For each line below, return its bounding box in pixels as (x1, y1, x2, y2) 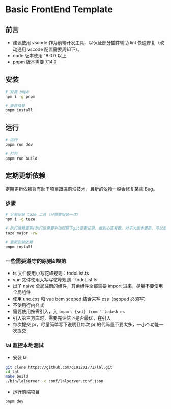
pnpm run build (5, 156, 38, 161)
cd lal (5, 369, 19, 374)
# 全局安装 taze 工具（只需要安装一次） (5, 212, 80, 217)
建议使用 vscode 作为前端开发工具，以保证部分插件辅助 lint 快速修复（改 (12, 40, 164, 46)
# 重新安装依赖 (5, 240, 33, 245)
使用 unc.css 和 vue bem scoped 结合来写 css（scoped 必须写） (12, 296, 149, 302)
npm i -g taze (5, 216, 36, 222)
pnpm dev (5, 399, 24, 404)
